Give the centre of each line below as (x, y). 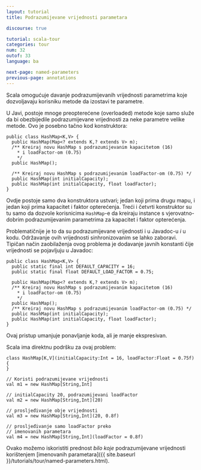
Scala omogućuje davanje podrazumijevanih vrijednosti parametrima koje (97, 95)
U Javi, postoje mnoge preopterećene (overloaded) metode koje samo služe (100, 113)
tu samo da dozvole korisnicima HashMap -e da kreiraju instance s (85, 213)
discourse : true (26, 28)
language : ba (22, 61)
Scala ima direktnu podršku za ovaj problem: (61, 347)
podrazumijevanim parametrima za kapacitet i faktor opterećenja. (106, 219)
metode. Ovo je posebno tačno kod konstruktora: (67, 125)
